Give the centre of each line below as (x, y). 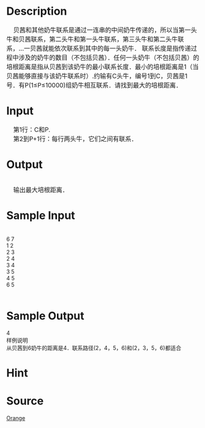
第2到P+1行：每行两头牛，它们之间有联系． (75, 139)
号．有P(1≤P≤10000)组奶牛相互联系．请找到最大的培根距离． (94, 85)
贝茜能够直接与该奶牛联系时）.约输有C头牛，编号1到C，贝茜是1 (97, 76)
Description (37, 11)
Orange (16, 418)
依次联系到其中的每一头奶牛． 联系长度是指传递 (123, 48)
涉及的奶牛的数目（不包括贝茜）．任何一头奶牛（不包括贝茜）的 (109, 58)
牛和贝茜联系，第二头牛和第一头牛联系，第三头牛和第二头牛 (92, 39)
